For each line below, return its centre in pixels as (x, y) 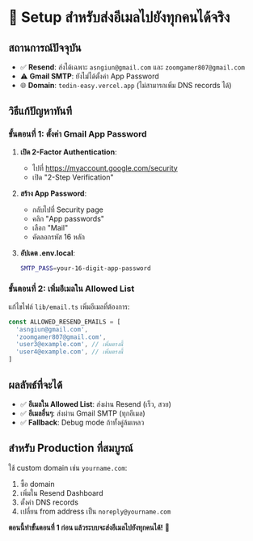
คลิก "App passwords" (68, 218)
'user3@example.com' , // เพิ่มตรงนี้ (70, 344)
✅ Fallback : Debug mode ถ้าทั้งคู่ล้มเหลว (82, 422)
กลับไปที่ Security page (67, 209)
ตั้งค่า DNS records (49, 502)
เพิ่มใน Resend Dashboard (61, 492)
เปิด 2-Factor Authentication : (68, 152)
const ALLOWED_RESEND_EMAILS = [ (65, 322)
